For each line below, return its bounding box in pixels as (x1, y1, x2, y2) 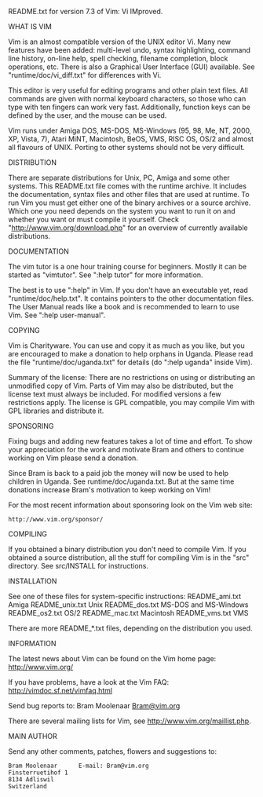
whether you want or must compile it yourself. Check (8, 215, 179, 224)
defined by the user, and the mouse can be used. (8, 111, 167, 120)
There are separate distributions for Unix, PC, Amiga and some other (8, 173, 230, 182)
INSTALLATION (8, 576, 57, 586)
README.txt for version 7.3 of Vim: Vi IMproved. (8, 7, 163, 16)
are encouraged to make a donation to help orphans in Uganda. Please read (8, 349, 254, 358)
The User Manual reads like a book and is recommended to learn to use (8, 302, 239, 311)
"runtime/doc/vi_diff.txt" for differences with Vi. (8, 71, 162, 79)
